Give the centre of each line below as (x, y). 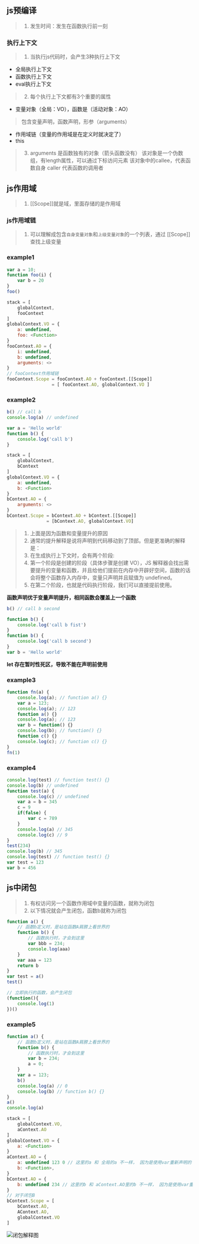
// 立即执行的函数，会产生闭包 (40, 993)
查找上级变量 (45, 242)
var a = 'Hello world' (35, 428)
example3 (21, 680)
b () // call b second (33, 608)
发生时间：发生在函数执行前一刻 (69, 26)
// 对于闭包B (21, 1196)
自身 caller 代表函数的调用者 (69, 168)
